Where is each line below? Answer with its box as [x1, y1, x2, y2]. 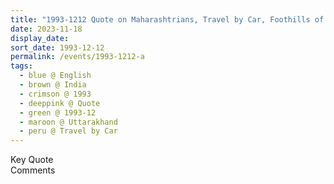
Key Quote [10, 154, 54, 166]
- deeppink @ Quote [19, 98, 101, 108]
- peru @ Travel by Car [19, 126, 118, 136]
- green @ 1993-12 [19, 107, 97, 118]
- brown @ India [19, 80, 87, 90]
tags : [10, 61, 33, 71]
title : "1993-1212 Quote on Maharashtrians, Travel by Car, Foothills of [10, 14, 325, 25]
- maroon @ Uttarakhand [19, 117, 118, 127]
